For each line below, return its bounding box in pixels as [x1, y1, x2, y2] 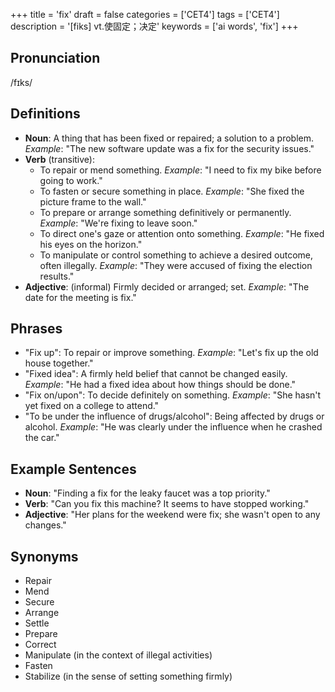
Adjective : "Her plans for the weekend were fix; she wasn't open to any [24, 509, 321, 521]
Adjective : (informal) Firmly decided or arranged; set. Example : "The [24, 280, 310, 293]
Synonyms [10, 548, 79, 565]
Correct [24, 639, 57, 651]
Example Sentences [10, 460, 137, 478]
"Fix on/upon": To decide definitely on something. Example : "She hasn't [24, 389, 322, 401]
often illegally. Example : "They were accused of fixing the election [39, 259, 313, 271]
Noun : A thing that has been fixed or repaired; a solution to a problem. [24, 132, 315, 144]
